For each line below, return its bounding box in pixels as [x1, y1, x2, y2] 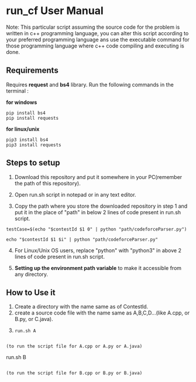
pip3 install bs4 [6, 137, 49, 143]
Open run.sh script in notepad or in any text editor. [14, 191, 136, 198]
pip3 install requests [6, 142, 61, 148]
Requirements [6, 66, 59, 76]
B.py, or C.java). [14, 316, 54, 323]
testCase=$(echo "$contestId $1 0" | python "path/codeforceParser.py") [6, 226, 187, 232]
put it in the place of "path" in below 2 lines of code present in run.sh [14, 208, 181, 215]
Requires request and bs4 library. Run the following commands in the [6, 81, 174, 88]
